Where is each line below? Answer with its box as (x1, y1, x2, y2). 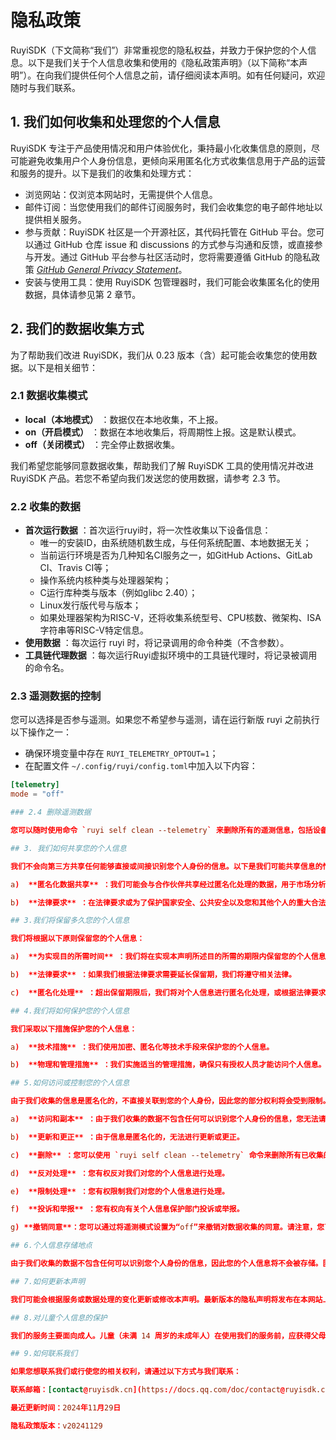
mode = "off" (10, 789, 65, 800)
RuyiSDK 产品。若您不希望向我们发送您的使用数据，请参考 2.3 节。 (10, 472, 286, 484)
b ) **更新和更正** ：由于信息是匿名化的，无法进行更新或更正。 (10, 1132, 245, 1142)
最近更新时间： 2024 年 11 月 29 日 (10, 1403, 122, 1413)
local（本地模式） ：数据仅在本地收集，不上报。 (24, 413, 224, 425)
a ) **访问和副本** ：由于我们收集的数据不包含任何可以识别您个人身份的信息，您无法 (10, 1114, 319, 1125)
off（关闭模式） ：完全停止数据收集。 (24, 438, 180, 450)
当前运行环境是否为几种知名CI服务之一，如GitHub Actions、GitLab (39, 549, 313, 561)
